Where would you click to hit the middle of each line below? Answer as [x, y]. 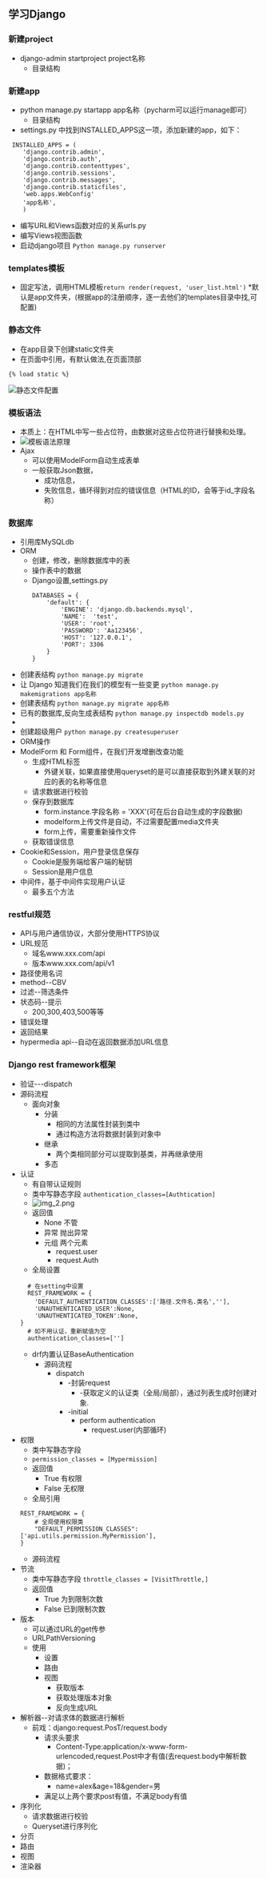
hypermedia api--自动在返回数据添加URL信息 [94, 1042]
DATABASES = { [55, 596]
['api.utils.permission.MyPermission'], [88, 1536]
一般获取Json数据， [64, 470]
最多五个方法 [53, 892]
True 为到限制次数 [74, 1599]
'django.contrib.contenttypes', [76, 166]
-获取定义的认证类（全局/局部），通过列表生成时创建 [165, 1393]
